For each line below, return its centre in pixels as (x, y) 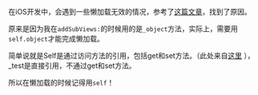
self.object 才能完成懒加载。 (56, 39)
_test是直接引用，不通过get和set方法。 (72, 65)
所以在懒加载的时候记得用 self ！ (61, 83)
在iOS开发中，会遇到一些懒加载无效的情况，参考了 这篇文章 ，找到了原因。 (130, 12)
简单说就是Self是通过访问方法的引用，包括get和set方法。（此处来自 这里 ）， (131, 55)
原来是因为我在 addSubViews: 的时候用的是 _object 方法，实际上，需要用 (123, 29)
